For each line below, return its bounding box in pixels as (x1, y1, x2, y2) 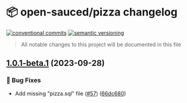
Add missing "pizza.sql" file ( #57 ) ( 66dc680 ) (14, 90, 126, 97)
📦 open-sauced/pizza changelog (6, 5, 178, 19)
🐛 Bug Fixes (6, 76, 41, 84)
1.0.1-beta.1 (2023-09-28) (6, 58, 105, 68)
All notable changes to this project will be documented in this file (20, 41, 182, 48)
